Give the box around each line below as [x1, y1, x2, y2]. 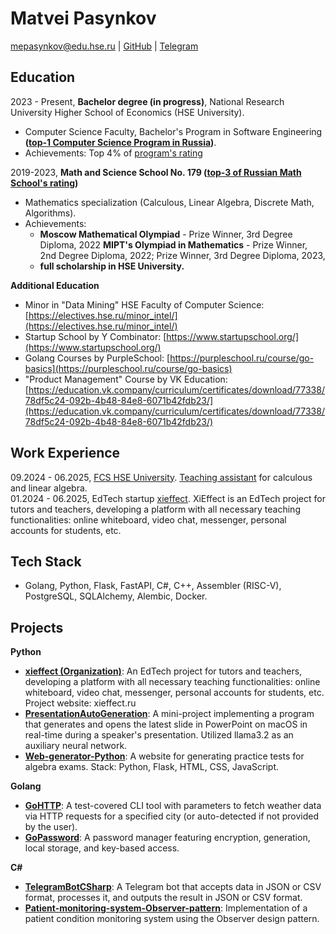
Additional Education [10, 279, 100, 291]
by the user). [24, 821, 78, 833]
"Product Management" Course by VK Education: [24, 373, 228, 385]
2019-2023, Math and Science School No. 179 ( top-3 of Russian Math [10, 166, 302, 178]
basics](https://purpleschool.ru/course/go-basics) [24, 362, 233, 374]
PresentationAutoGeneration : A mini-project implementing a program [24, 708, 315, 720]
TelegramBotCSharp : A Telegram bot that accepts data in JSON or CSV [24, 881, 322, 893]
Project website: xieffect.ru [24, 697, 137, 709]
